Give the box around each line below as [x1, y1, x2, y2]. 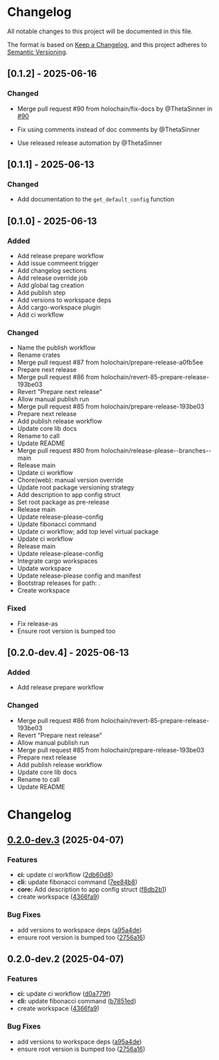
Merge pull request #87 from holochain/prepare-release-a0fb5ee [17, 358, 204, 367]
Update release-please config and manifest [17, 572, 142, 580]
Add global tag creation [17, 281, 84, 289]
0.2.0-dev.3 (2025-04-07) [7, 834, 124, 846]
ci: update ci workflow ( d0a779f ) [17, 989, 111, 998]
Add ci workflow [17, 311, 64, 318]
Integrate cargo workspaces [17, 557, 98, 565]
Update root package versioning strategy [17, 483, 135, 492]
